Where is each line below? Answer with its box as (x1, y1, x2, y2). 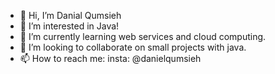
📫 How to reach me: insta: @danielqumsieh (19, 53, 202, 64)
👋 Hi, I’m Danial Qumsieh (19, 10, 122, 21)
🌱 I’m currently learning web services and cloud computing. (19, 31, 267, 42)
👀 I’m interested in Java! (19, 20, 120, 32)
